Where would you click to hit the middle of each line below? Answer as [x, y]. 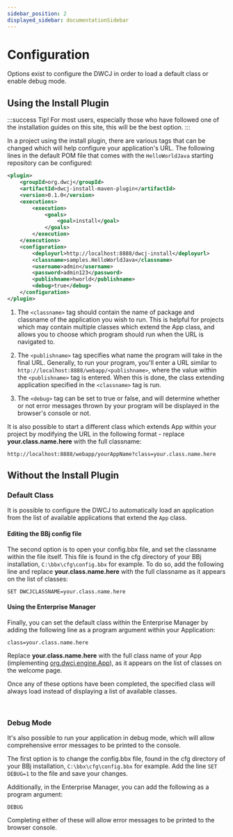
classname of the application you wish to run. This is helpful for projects [121, 319]
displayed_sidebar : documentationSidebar [68, 20]
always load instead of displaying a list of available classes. [92, 691]
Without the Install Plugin [63, 475]
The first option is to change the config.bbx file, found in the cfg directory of [116, 759]
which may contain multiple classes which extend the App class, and [116, 327]
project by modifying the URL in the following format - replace [96, 434]
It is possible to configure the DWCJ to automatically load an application [111, 510]
